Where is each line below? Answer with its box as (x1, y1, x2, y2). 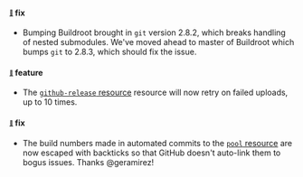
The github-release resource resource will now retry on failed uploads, (22, 87, 289, 98)
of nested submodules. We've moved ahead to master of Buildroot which (22, 37, 295, 48)
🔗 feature (9, 67, 43, 78)
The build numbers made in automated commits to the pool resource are (22, 137, 292, 148)
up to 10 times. (22, 97, 78, 107)
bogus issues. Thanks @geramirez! (22, 156, 155, 167)
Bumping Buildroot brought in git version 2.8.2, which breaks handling (22, 27, 287, 38)
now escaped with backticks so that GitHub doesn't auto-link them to (22, 147, 281, 158)
